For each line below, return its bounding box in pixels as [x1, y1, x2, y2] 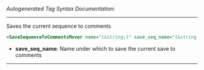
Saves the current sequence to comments [6, 22, 111, 30]
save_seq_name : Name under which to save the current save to [15, 45, 176, 52]
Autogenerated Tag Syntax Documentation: [6, 5, 115, 12]
